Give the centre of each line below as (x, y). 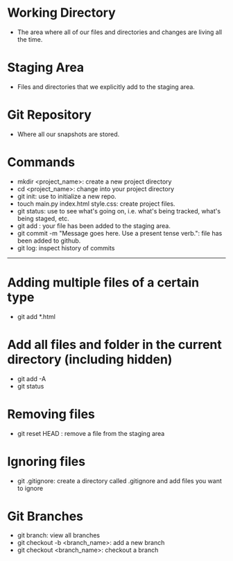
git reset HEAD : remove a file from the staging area (91, 433)
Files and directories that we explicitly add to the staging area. (106, 87)
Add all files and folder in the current (114, 344)
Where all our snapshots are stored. (68, 134)
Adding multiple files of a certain (103, 282)
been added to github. (49, 241)
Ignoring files (46, 461)
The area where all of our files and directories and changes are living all (120, 32)
